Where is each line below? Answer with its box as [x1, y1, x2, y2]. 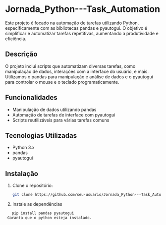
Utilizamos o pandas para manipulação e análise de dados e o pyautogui [5, 73, 154, 80]
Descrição [5, 50, 38, 58]
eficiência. [5, 36, 26, 42]
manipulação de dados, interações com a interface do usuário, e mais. [5, 68, 149, 74]
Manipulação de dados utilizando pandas [12, 107, 97, 112]
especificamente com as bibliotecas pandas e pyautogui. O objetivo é [5, 25, 148, 31]
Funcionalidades [5, 93, 58, 102]
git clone [12, 192, 33, 197]
